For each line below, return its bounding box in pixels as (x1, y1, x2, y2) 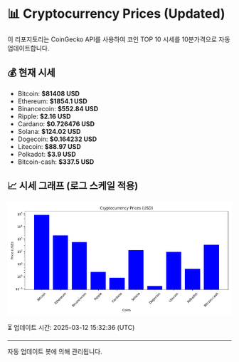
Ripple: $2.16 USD (17, 112, 71, 120)
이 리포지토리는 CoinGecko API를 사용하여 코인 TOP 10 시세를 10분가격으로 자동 (7, 35, 230, 43)
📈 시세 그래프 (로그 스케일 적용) (7, 180, 139, 192)
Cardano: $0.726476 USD (17, 119, 95, 128)
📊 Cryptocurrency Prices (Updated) (7, 6, 225, 22)
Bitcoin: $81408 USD (17, 89, 80, 98)
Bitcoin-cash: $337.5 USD (17, 157, 95, 166)
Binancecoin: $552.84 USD (17, 104, 99, 113)
